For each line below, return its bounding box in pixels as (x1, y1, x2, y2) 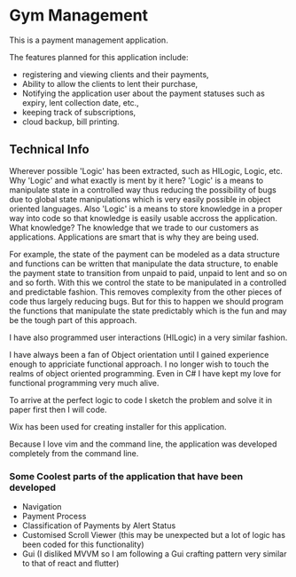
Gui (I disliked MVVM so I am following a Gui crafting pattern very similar (21, 549, 287, 559)
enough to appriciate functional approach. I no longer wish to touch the (9, 359, 269, 369)
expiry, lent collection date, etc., (21, 97, 139, 107)
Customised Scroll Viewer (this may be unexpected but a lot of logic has (21, 530, 286, 541)
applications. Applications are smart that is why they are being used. (9, 232, 260, 242)
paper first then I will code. (9, 404, 107, 415)
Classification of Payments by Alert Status (21, 520, 176, 531)
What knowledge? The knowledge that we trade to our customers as (9, 222, 260, 233)
